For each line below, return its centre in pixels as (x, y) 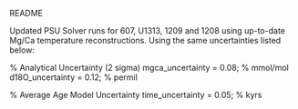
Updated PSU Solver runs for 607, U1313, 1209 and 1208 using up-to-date (147, 30)
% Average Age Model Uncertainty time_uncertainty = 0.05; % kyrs (136, 95)
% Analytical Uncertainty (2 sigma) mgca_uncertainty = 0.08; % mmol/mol (149, 68)
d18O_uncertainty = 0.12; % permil (74, 77)
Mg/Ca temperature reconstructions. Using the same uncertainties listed (145, 40)
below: (22, 50)
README (26, 13)
